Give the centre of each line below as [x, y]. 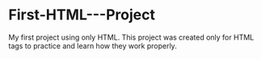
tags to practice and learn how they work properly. [93, 45]
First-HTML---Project [82, 15]
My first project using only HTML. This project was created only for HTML [131, 37]
